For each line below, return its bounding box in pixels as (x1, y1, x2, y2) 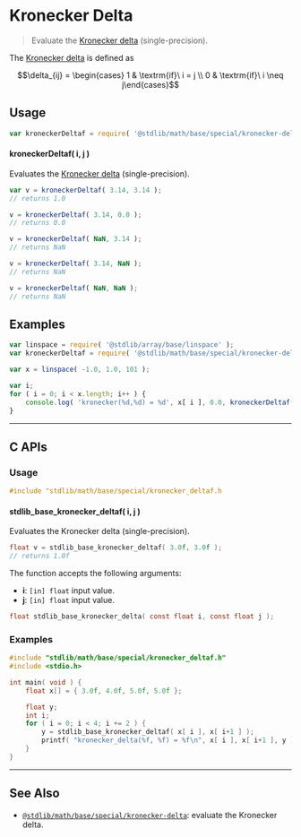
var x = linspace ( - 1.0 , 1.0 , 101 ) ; (9, 365, 150, 375)
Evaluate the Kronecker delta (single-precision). (30, 35, 209, 46)
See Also (9, 786, 60, 801)
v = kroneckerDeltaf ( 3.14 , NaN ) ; (9, 259, 142, 269)
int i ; (25, 711, 50, 720)
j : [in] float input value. (21, 595, 115, 606)
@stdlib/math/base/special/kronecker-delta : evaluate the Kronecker (21, 809, 278, 820)
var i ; (9, 382, 34, 391)
